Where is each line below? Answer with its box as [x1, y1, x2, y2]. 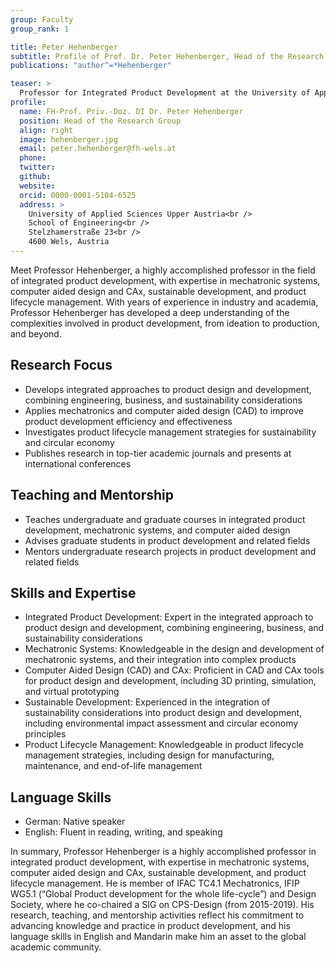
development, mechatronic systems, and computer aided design [24, 524, 291, 536]
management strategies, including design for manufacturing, [24, 749, 275, 761]
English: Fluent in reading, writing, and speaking [24, 826, 223, 838]
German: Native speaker [24, 816, 126, 828]
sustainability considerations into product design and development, [24, 707, 303, 719]
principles [24, 728, 67, 740]
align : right [19, 125, 74, 135]
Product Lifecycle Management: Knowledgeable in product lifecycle [24, 739, 304, 751]
